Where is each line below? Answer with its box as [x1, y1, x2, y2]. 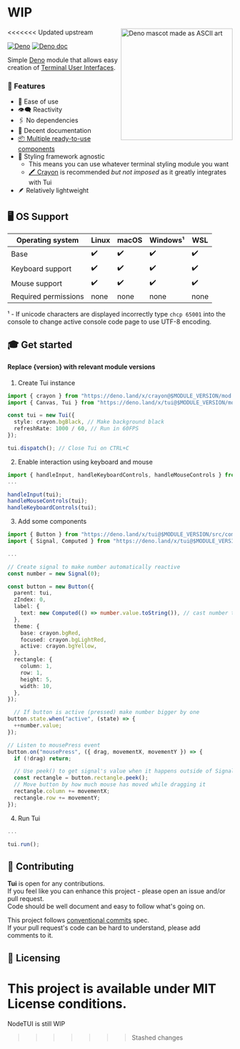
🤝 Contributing [7, 860, 74, 872]
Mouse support [11, 278, 63, 288]
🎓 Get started [7, 339, 73, 351]
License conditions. [7, 995, 127, 1012]
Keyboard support [11, 264, 72, 274]
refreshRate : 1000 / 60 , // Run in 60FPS [14, 425, 139, 432]
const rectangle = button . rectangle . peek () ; [14, 775, 149, 782]
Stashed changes [131, 1033, 184, 1042]
